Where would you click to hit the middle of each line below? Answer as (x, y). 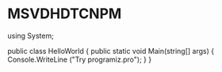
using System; (31, 36)
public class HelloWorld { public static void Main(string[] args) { (111, 51)
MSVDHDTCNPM (65, 14)
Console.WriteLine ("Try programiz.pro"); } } (80, 59)
